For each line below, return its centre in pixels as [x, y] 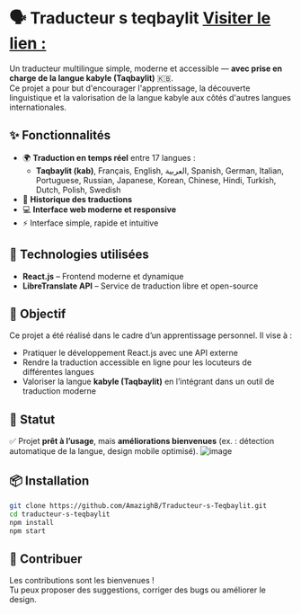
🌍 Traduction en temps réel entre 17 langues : [109, 157]
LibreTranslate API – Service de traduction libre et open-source [140, 286]
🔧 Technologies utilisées [80, 255]
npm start [28, 531]
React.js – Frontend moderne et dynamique [103, 276]
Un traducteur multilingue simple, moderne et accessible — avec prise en [146, 68]
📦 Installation [49, 481]
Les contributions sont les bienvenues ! [82, 581]
